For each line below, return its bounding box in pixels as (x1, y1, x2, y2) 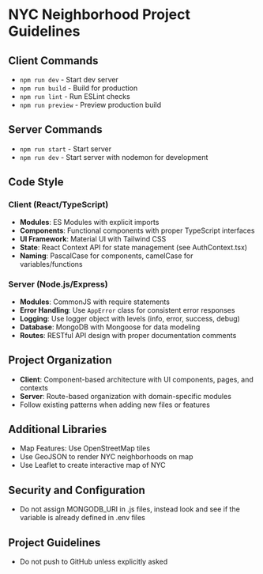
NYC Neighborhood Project (8, 6, 191, 24)
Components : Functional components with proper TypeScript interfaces (19, 226, 255, 235)
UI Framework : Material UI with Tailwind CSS (19, 234, 167, 243)
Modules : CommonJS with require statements (19, 297, 170, 306)
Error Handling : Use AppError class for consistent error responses (19, 305, 235, 314)
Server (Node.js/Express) (8, 279, 108, 290)
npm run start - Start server (19, 144, 112, 154)
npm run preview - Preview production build (19, 101, 162, 109)
